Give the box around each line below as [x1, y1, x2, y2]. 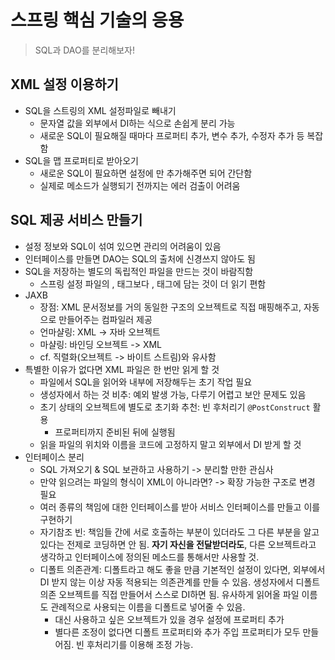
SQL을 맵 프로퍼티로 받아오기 [24, 154, 139, 166]
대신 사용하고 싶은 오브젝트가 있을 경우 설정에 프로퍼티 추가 [54, 613, 285, 625]
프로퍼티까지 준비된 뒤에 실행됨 [54, 426, 176, 438]
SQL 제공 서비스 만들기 [10, 212, 143, 229]
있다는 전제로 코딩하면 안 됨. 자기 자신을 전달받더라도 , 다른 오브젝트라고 [39, 538, 317, 550]
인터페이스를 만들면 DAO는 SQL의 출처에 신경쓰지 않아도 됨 [24, 252, 256, 265]
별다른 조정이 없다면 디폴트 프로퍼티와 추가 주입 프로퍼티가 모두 [54, 626, 301, 638]
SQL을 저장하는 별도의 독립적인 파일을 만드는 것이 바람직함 [24, 265, 254, 277]
